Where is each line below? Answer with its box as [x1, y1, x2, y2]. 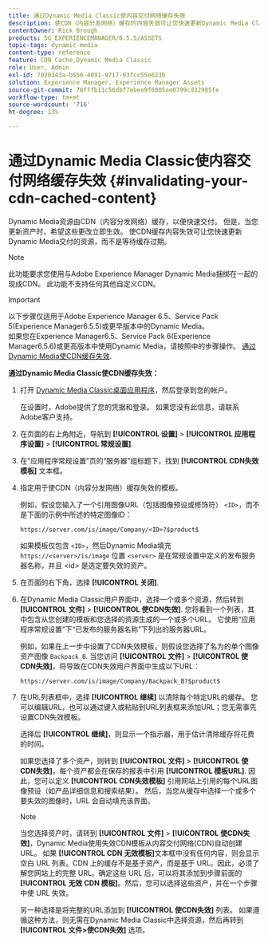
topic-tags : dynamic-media [8, 41, 98, 49]
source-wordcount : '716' [8, 101, 91, 108]
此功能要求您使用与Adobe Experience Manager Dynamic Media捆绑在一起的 [8, 269, 258, 278]
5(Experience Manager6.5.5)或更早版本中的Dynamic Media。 [8, 321, 209, 331]
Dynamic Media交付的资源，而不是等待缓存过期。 [8, 236, 171, 246]
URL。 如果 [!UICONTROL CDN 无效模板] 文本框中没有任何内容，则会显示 [19, 848, 260, 857]
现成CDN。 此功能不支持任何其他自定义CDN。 [8, 278, 160, 288]
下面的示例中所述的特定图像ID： [26, 510, 132, 519]
